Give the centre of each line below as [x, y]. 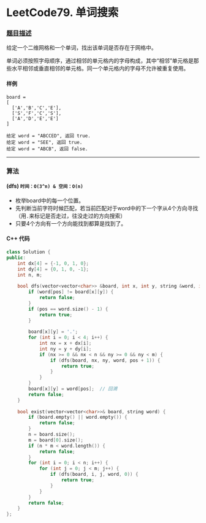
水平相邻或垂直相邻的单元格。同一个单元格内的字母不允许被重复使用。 [100, 69]
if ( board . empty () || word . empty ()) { [78, 418]
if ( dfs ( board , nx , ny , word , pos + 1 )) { [105, 360]
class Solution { [29, 252]
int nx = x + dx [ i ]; [65, 343]
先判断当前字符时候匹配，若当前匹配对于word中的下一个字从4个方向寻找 [107, 208]
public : [16, 258]
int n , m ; [30, 275]
